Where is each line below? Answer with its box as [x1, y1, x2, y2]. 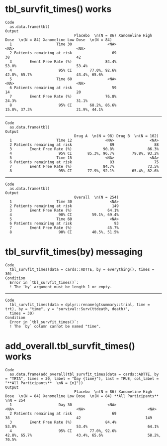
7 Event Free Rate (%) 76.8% [9, 94, 117, 99]
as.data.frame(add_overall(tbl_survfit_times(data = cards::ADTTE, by [9, 372, 159, 377]
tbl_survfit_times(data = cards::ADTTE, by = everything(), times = [9, 267, 155, 272]
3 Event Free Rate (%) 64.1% [9, 208, 119, 213]
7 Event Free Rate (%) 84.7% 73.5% [9, 164, 159, 169]
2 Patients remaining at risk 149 [9, 203, 119, 209]
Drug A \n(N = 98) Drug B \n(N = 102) [74, 133, 159, 138]
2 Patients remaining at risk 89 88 [9, 142, 159, 147]
